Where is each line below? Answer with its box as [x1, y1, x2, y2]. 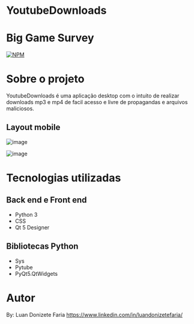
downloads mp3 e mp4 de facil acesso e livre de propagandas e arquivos [6, 99, 188, 106]
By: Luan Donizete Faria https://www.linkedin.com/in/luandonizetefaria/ [6, 311, 183, 318]
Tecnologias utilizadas [6, 171, 121, 185]
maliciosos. [6, 105, 34, 112]
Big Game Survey [6, 31, 94, 45]
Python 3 [14, 211, 38, 218]
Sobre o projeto [6, 72, 85, 86]
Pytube [14, 263, 33, 271]
